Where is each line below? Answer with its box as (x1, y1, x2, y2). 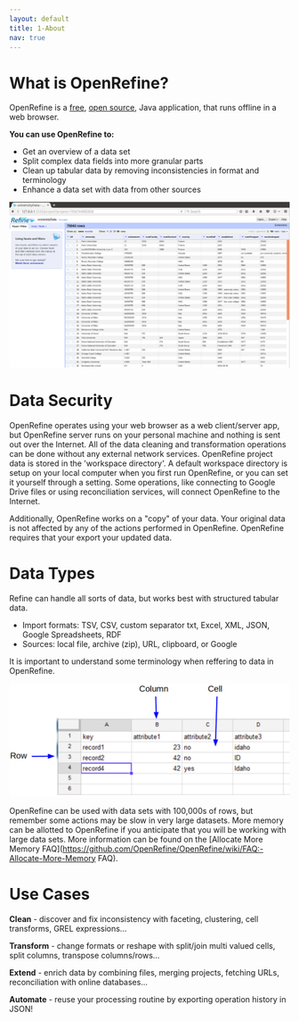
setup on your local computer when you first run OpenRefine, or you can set (9, 468, 289, 478)
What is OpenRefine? (9, 72, 169, 93)
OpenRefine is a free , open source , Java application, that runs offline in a (9, 103, 278, 113)
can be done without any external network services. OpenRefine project (9, 449, 273, 460)
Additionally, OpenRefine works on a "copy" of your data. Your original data (9, 513, 287, 524)
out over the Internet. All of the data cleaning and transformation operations (9, 439, 287, 450)
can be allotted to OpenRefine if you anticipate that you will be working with (9, 824, 287, 834)
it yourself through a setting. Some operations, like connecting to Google (9, 477, 276, 488)
